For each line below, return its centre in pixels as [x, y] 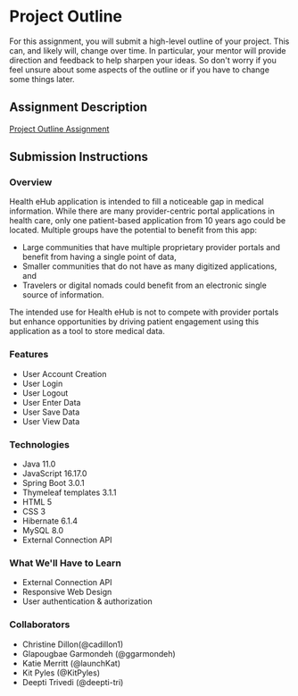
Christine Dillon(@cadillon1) [73, 644]
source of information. [63, 295]
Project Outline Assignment [59, 129]
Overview [31, 182]
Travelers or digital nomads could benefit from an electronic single [145, 285]
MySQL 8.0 [43, 531]
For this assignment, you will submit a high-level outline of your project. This [149, 41]
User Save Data [51, 412]
